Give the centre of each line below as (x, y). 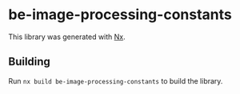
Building (29, 62)
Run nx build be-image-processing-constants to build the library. (116, 80)
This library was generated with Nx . (67, 37)
